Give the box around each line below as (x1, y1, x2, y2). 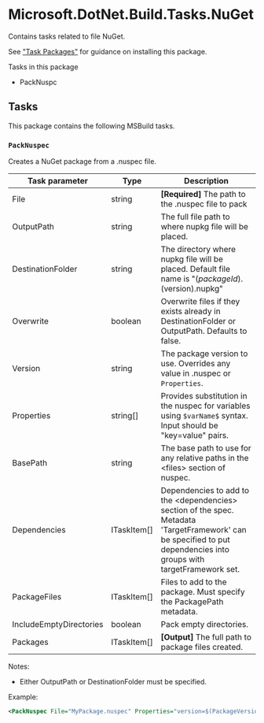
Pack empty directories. (160, 619, 249, 630)
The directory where (160, 244, 236, 255)
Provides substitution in (160, 391, 247, 402)
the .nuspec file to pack (160, 198, 247, 209)
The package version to (160, 348, 248, 359)
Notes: (8, 662, 30, 671)
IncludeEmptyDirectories (12, 619, 104, 630)
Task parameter (27, 176, 88, 187)
